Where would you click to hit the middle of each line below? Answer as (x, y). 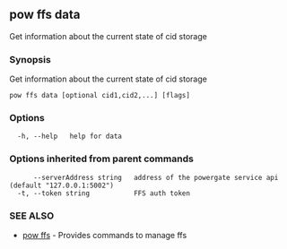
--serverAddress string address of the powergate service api (156, 177)
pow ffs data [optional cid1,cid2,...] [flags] (100, 96)
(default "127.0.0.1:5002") (62, 185)
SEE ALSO (32, 216)
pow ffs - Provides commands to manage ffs (104, 235)
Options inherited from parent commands (102, 159)
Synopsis (30, 59)
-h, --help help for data (70, 137)
